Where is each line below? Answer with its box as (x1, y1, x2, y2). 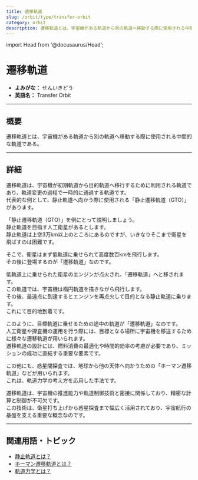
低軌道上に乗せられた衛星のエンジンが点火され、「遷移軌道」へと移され (6, 271, 179, 278)
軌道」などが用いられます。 (6, 369, 73, 376)
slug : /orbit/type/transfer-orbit (6, 14, 91, 20)
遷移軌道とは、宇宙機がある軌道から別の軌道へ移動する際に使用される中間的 (6, 133, 192, 140)
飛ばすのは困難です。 (6, 238, 58, 245)
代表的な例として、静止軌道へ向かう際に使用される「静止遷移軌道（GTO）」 (6, 196, 190, 203)
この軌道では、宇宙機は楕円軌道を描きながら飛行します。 (6, 285, 146, 292)
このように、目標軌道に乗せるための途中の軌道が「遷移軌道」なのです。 (6, 320, 181, 327)
